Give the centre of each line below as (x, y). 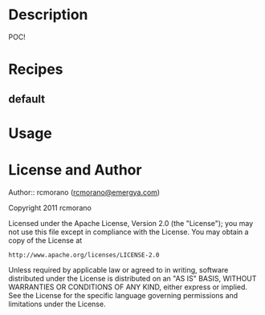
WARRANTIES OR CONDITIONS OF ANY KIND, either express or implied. (128, 287)
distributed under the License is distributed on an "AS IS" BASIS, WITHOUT (132, 278)
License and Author (75, 170)
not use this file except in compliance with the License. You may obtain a (128, 232)
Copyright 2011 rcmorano (50, 208)
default (27, 99)
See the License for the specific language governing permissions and (123, 295)
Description (48, 15)
